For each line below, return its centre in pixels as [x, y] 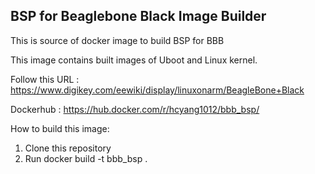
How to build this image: [60, 128]
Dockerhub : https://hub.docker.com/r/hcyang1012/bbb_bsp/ [135, 109]
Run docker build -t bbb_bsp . [86, 158]
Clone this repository [68, 148]
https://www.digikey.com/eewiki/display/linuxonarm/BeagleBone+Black [157, 90]
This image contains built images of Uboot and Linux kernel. [134, 60]
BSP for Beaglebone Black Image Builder [138, 16]
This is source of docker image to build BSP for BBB [117, 40]
